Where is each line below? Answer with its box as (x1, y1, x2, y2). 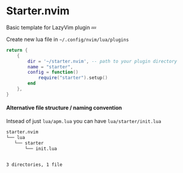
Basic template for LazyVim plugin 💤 (6, 24, 97, 31)
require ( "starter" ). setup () (38, 75, 108, 81)
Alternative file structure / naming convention (6, 104, 122, 111)
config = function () (27, 70, 79, 76)
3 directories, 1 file (6, 162, 63, 168)
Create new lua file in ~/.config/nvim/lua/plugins (6, 36, 129, 43)
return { (6, 47, 28, 53)
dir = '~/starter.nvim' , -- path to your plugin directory (27, 58, 178, 64)
